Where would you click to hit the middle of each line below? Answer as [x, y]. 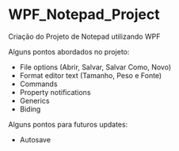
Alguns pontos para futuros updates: [68, 124]
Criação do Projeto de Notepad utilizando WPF [84, 36]
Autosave [35, 139]
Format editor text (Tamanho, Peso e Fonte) [91, 75]
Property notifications [55, 92]
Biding [30, 109]
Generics [34, 100]
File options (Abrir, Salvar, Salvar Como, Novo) [95, 67]
